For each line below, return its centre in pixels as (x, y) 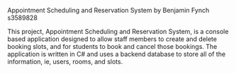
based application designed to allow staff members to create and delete (112, 39)
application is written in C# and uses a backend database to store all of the (117, 54)
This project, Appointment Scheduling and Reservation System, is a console (118, 32)
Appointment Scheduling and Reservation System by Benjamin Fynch (108, 10)
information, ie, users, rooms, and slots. (65, 62)
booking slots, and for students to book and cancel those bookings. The (112, 46)
